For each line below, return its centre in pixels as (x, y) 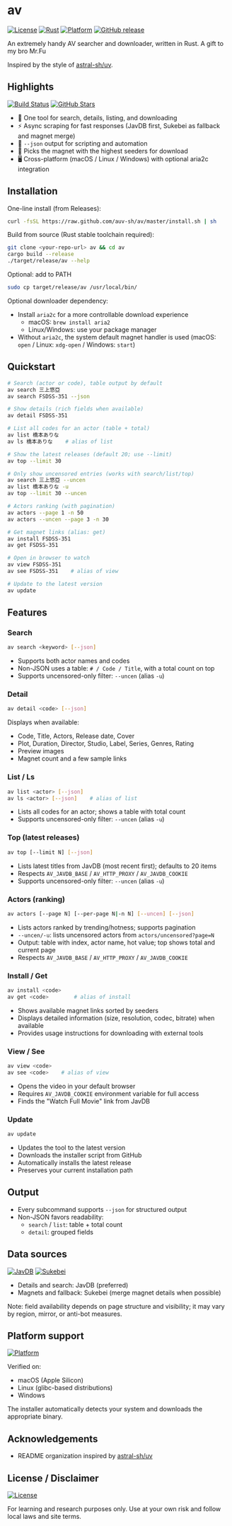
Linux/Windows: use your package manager (92, 329)
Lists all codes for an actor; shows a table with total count (101, 811)
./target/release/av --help (49, 261)
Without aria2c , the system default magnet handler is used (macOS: (117, 337)
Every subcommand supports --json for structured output (102, 1209)
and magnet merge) (46, 136)
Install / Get (28, 976)
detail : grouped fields (61, 1232)
